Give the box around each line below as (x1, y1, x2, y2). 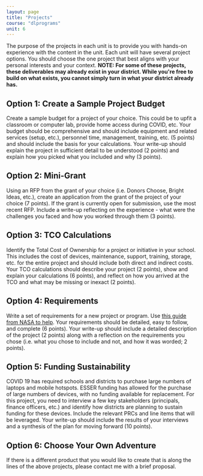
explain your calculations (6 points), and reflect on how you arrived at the (6, 272, 190, 279)
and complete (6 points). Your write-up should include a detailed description (6, 325, 197, 332)
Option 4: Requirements (6, 296, 99, 306)
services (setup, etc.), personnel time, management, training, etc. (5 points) (6, 134, 195, 141)
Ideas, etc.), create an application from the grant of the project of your (6, 193, 182, 200)
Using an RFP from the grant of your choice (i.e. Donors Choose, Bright (6, 187, 184, 194)
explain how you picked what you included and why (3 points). (6, 153, 162, 160)
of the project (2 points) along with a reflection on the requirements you (6, 331, 185, 339)
